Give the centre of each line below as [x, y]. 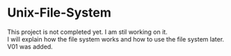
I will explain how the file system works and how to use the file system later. [116, 39]
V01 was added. [30, 46]
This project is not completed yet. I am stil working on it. [88, 32]
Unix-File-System [59, 13]
